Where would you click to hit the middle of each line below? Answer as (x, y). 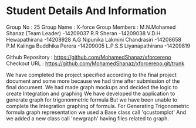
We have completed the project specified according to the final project (92, 75)
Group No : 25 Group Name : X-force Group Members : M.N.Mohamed (91, 27)
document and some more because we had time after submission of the (93, 81)
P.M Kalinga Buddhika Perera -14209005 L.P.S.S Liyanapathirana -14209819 (98, 46)
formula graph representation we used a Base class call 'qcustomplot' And (96, 112)
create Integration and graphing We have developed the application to (91, 93)
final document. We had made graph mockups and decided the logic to (92, 87)
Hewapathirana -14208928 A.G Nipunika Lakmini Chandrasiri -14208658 (94, 39)
